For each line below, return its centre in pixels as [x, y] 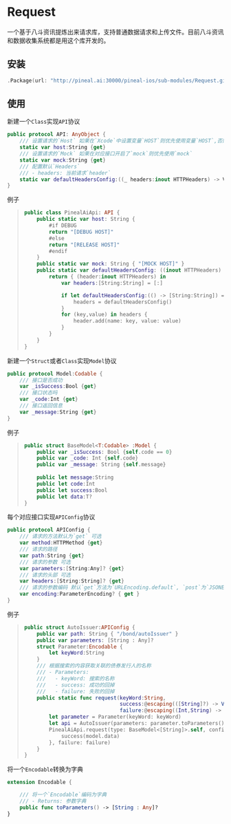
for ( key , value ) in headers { [104, 315]
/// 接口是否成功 [41, 380]
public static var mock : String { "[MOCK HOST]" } [111, 264]
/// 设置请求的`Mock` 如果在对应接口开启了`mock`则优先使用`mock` [106, 154]
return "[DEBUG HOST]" [81, 232]
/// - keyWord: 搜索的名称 [76, 678]
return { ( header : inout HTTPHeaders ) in [108, 277]
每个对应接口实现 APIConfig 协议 [51, 517]
